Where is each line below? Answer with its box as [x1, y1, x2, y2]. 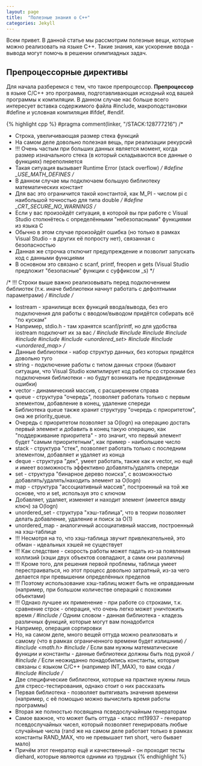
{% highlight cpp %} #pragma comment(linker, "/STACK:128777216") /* [6, 120, 184, 128]
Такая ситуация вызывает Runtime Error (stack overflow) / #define [14, 164, 183, 172]
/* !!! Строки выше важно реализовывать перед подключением [6, 279, 170, 286]
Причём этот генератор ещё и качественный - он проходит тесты [14, 747, 185, 754]
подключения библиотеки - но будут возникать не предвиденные [14, 374, 185, 381]
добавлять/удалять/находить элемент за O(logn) [14, 477, 141, 484]
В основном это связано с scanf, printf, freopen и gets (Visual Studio [14, 261, 189, 268]
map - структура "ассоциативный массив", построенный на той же [14, 483, 189, 490]
